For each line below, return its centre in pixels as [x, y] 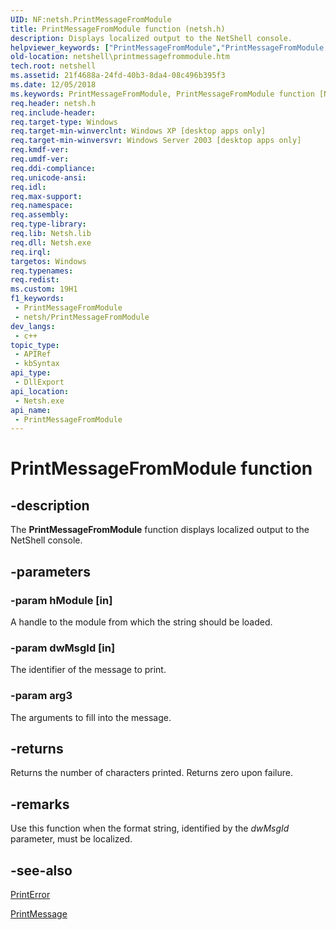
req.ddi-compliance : [53, 168]
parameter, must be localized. [71, 839]
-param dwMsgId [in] [63, 648]
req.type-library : [48, 224]
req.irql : [31, 252]
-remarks [40, 804]
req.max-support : [46, 196]
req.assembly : [40, 215]
